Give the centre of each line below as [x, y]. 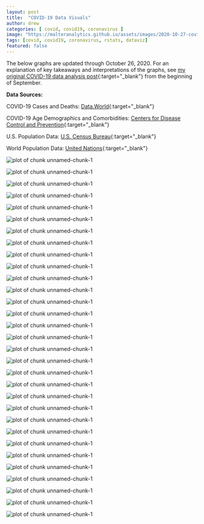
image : [15, 35]
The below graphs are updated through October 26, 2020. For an [87, 63]
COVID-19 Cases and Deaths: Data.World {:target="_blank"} [80, 106]
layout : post [23, 12]
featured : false [27, 46]
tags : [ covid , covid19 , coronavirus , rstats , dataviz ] [77, 40]
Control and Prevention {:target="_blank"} [58, 124]
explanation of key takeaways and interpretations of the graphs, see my [96, 69]
